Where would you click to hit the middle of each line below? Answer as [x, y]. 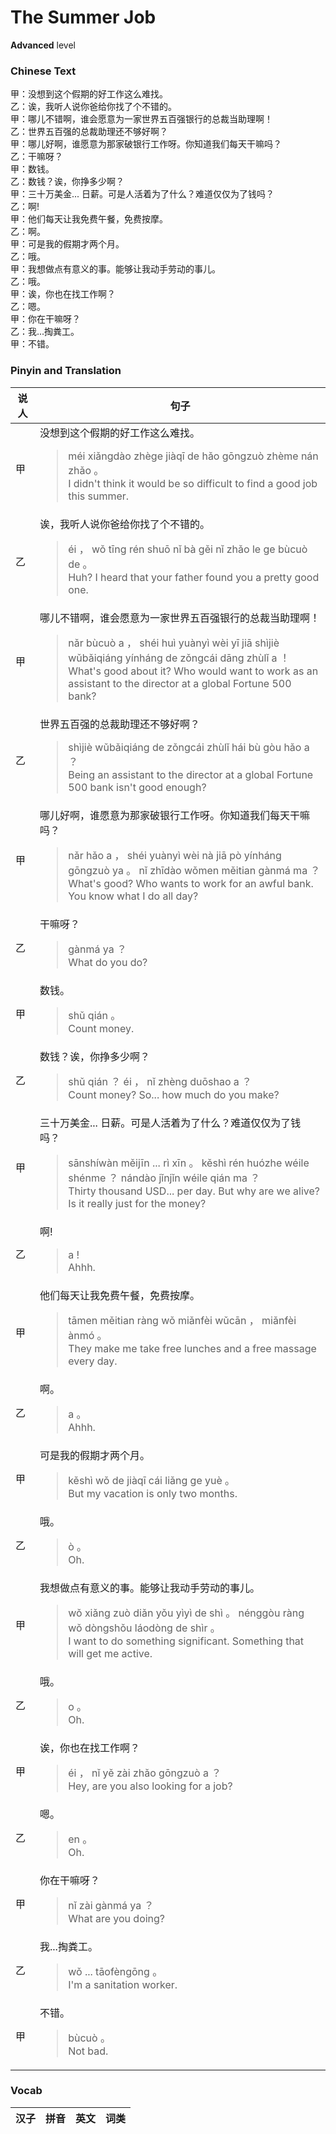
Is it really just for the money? [137, 1203]
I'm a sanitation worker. [123, 1984]
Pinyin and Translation [66, 371]
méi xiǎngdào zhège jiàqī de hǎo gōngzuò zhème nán [193, 456]
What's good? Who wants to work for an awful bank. [191, 883]
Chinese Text [43, 71]
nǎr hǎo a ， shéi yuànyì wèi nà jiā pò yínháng [175, 855]
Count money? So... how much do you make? [174, 1094]
